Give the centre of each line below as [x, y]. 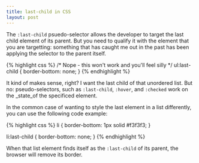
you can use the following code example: [57, 113]
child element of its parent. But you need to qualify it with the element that [98, 41]
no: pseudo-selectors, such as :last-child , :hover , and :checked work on [97, 89]
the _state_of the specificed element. [52, 96]
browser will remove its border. [44, 154]
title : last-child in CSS [38, 12]
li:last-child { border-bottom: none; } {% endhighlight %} [76, 136]
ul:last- [182, 65]
